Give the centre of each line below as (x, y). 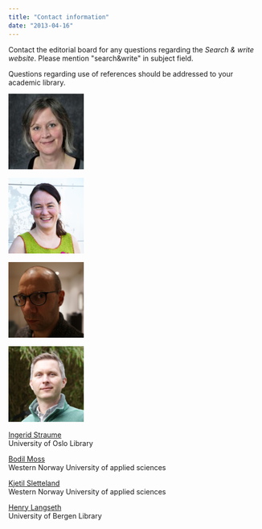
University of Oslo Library (51, 443)
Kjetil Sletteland (34, 483)
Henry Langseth (35, 507)
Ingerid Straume (35, 435)
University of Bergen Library (55, 515)
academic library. (37, 82)
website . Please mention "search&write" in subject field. (101, 58)
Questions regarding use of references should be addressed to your (121, 73)
